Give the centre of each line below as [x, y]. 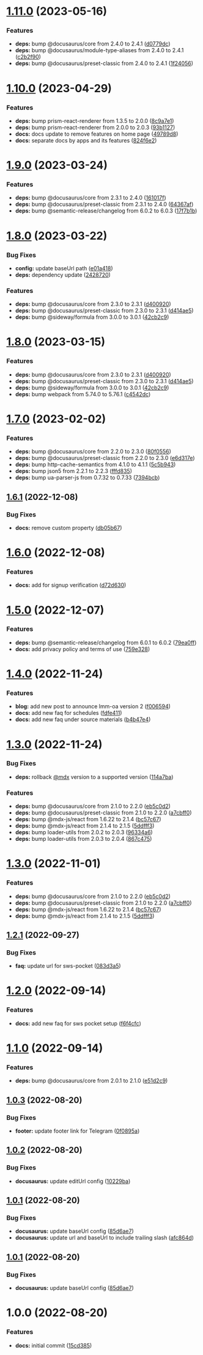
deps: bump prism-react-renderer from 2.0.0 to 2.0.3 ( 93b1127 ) [95, 127]
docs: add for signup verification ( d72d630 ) [71, 585]
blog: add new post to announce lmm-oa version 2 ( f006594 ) [93, 706]
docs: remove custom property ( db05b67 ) [68, 528]
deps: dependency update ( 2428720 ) [63, 275]
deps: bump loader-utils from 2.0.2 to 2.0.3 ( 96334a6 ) [84, 832]
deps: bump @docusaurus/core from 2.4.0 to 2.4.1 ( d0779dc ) [93, 44]
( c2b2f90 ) [28, 57]
